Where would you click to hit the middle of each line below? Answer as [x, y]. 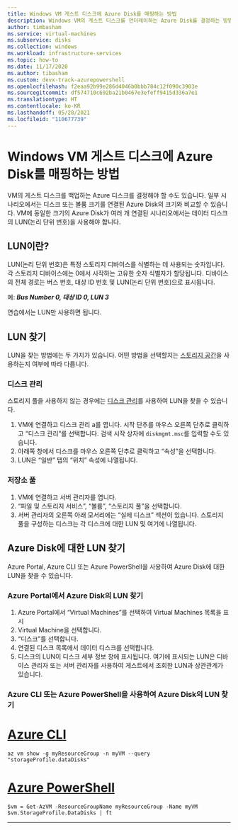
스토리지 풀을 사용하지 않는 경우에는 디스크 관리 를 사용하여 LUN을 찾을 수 [108, 401]
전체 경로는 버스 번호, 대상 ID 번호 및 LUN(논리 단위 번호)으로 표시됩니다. [115, 282]
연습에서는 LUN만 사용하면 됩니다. [55, 312]
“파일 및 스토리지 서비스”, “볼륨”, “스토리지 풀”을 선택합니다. [100, 506]
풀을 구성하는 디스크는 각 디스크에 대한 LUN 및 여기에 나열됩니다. [107, 523]
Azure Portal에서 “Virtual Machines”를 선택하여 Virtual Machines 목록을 [119, 612]
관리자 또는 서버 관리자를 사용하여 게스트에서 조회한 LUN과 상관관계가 [127, 665]
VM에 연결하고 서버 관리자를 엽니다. [67, 497]
